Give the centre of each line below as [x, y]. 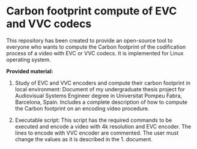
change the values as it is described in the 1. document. [84, 139]
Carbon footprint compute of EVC [92, 11]
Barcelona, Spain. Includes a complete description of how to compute [101, 102]
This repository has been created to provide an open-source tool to [89, 40]
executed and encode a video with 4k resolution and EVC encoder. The [103, 126]
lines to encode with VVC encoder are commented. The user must [97, 133]
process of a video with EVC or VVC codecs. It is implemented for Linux [95, 53]
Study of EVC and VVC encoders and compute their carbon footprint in [103, 83]
